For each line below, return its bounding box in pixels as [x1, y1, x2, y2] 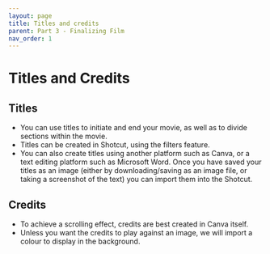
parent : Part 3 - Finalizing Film [8, 27, 125, 35]
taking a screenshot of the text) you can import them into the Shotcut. [19, 175, 253, 184]
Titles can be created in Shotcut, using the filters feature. [19, 140, 210, 150]
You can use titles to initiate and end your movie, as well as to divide [19, 123, 248, 133]
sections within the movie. [19, 131, 108, 142]
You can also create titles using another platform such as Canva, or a [19, 149, 251, 159]
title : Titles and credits [8, 19, 99, 28]
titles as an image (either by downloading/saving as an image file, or [19, 166, 247, 176]
